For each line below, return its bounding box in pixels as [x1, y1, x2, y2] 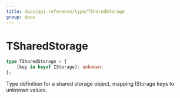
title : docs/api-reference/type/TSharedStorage [6, 8, 125, 15]
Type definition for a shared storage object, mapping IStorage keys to [6, 80, 175, 87]
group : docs [6, 14, 35, 20]
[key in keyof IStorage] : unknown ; [16, 64, 104, 70]
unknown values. [6, 86, 48, 94]
